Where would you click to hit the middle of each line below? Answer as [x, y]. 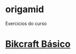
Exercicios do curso [26, 23]
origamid [25, 9]
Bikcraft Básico [38, 44]
